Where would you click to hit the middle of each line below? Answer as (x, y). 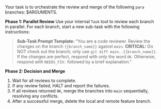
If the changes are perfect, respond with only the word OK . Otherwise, (86, 57)
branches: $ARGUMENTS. (31, 12)
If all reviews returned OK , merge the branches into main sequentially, (80, 91)
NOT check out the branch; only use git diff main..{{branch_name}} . (87, 51)
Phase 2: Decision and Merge (35, 71)
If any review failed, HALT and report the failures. (61, 86)
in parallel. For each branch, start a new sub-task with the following (72, 27)
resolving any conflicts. (35, 96)
